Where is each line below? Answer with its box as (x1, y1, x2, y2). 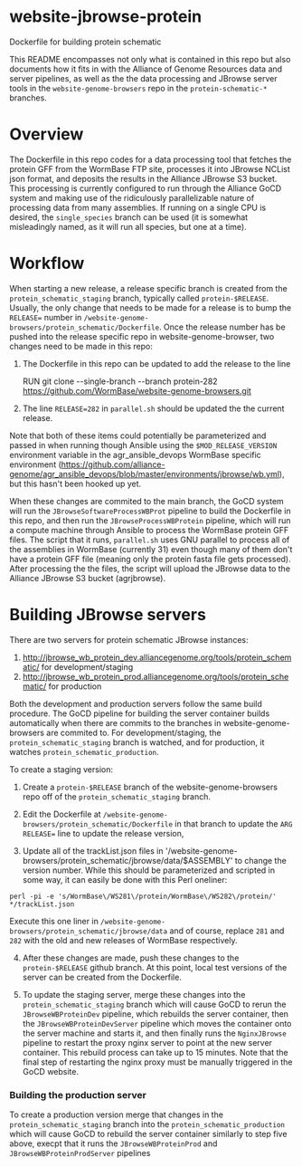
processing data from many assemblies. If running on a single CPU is (9, 202, 267, 213)
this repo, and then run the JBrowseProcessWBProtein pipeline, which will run (9, 514, 291, 526)
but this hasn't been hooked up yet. (9, 478, 142, 489)
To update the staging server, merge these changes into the (22, 989, 246, 1000)
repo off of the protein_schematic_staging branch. (22, 790, 211, 802)
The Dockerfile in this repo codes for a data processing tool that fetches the (9, 154, 292, 165)
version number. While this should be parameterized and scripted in (22, 865, 276, 875)
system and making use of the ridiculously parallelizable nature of (9, 192, 255, 203)
